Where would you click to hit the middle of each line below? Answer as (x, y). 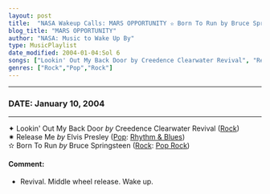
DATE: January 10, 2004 (57, 103)
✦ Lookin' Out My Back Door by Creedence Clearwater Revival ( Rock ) (124, 128)
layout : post (30, 16)
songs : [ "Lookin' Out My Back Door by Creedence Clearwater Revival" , (129, 61)
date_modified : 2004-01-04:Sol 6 (64, 53)
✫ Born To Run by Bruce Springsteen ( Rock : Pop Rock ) (99, 146)
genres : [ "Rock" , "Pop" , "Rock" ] (61, 68)
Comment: (27, 164)
